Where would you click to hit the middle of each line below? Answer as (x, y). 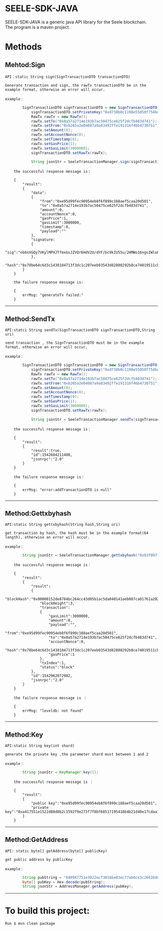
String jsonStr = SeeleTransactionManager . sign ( (81, 162)
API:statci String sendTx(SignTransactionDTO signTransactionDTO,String (80, 330)
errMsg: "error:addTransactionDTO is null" (67, 490)
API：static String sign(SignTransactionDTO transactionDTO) (68, 77)
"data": (39, 193)
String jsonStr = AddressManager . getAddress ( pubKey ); (78, 887)
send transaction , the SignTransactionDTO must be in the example (75, 343)
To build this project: (47, 911)
